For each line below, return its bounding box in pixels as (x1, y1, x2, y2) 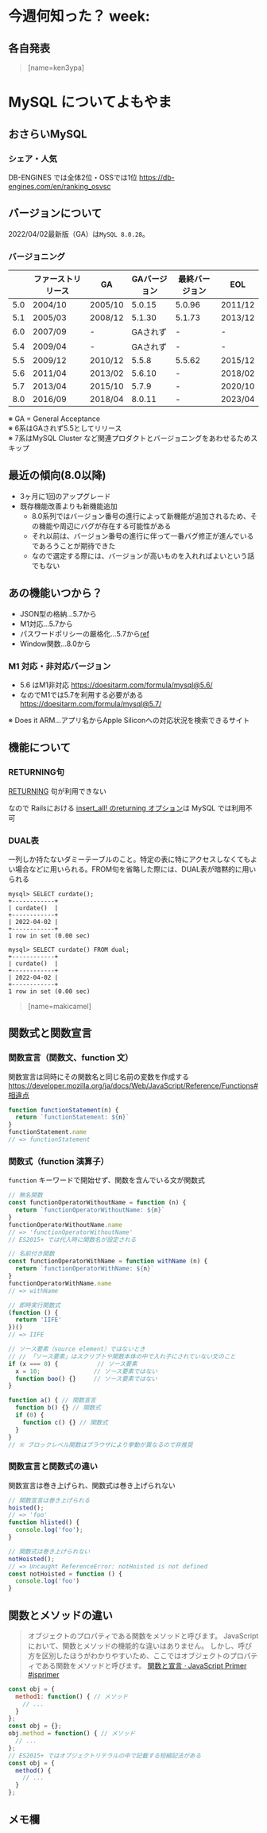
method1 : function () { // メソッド (15, 1692, 129, 1700)
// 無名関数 (8, 1191, 44, 1200)
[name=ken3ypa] (27, 63, 85, 72)
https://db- (138, 172, 175, 182)
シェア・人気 (8, 153, 58, 164)
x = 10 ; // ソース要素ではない (15, 1367, 157, 1375)
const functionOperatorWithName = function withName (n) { (8, 1257, 208, 1266)
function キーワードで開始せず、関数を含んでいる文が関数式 (8, 1175, 205, 1185)
